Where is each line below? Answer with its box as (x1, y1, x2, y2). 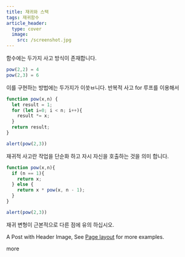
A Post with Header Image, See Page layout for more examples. (6, 233, 164, 240)
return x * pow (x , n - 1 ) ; (17, 187, 85, 193)
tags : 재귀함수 (6, 15, 39, 21)
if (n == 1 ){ (11, 170, 45, 176)
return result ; (11, 124, 50, 130)
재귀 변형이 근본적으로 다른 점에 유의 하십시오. (6, 221, 115, 228)
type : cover (11, 25, 42, 32)
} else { (11, 181, 34, 188)
